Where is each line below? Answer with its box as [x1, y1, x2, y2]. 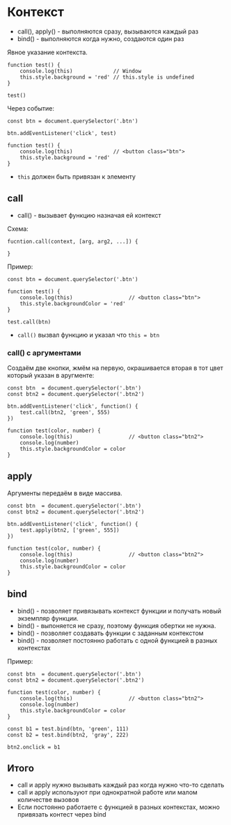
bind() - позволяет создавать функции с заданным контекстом [17, 629, 204, 637]
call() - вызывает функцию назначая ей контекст [17, 211, 161, 219]
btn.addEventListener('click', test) [7, 129, 117, 136]
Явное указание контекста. [7, 48, 88, 56]
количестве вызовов [17, 796, 79, 804]
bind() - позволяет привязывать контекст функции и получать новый [17, 607, 221, 615]
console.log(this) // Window [19, 67, 141, 74]
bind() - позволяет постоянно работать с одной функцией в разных [17, 636, 218, 644]
